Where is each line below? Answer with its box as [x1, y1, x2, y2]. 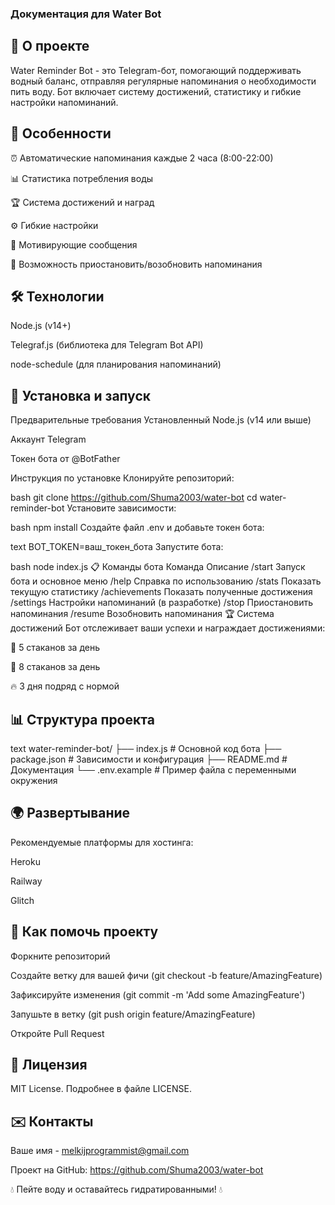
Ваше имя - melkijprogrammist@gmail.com [10, 1145, 190, 1157]
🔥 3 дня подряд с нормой [10, 680, 120, 692]
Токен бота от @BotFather [10, 453, 121, 465]
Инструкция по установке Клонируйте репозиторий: [10, 472, 235, 484]
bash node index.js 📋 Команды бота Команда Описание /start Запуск [10, 561, 306, 573]
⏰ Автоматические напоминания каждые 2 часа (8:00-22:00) [10, 152, 274, 164]
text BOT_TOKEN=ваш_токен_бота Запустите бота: [10, 541, 224, 553]
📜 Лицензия [10, 1057, 88, 1073]
